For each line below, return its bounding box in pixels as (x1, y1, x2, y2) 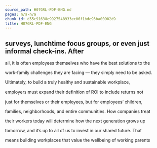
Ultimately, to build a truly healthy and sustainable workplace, (5, 79, 130, 85)
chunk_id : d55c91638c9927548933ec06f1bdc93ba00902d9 (5, 16, 116, 21)
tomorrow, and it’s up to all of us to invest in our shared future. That (5, 128, 142, 134)
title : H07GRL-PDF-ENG (5, 21, 52, 26)
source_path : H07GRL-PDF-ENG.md (5, 7, 72, 12)
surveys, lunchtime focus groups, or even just (5, 39, 150, 47)
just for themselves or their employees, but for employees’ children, (5, 99, 143, 105)
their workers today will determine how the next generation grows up (5, 118, 146, 124)
